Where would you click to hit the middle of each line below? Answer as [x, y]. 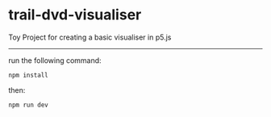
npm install [28, 75]
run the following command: [55, 60]
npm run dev [28, 105]
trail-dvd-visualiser [75, 15]
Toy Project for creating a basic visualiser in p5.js [90, 37]
